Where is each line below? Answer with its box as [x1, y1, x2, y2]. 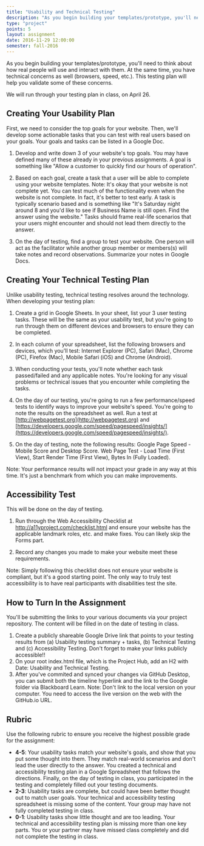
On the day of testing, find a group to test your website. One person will [15, 238, 194, 245]
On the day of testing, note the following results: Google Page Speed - [15, 440, 191, 448]
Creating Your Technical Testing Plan [6, 275, 150, 285]
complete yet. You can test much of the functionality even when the [15, 187, 185, 194]
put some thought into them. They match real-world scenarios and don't [15, 755, 196, 762]
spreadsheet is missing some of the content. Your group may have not [15, 800, 191, 808]
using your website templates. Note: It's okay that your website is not [15, 180, 188, 188]
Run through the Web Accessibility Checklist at [15, 517, 133, 524]
